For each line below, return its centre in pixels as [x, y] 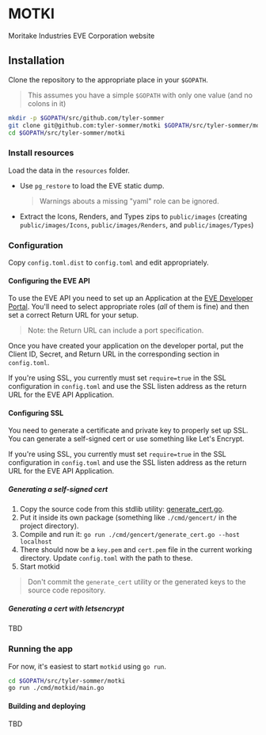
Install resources [41, 153]
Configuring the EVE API [49, 280]
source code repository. [66, 590]
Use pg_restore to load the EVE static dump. [92, 185]
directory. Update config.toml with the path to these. [106, 558]
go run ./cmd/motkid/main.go [56, 688]
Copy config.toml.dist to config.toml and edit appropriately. [108, 262]
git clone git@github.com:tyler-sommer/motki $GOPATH [99, 125]
